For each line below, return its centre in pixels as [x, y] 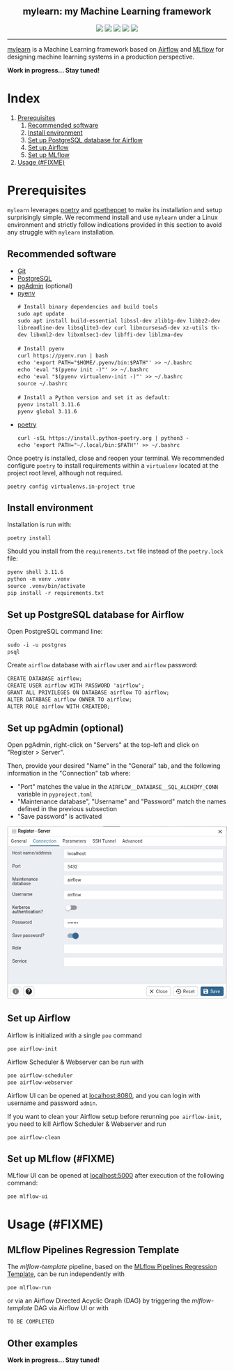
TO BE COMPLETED [31, 1322]
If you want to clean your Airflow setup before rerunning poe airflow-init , [114, 1116]
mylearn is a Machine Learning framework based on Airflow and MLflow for [116, 49]
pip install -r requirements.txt [56, 593]
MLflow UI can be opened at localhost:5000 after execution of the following [116, 1176]
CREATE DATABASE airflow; [45, 679]
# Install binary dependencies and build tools [87, 306]
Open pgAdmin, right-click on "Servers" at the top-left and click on [103, 744]
